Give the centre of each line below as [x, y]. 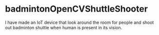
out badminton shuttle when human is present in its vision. [64, 27]
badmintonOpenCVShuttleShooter [76, 9]
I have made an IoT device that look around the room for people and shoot [79, 22]
